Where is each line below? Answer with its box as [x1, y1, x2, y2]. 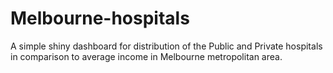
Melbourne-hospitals [10, 7, 190, 30]
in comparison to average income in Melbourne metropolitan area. [10, 50, 283, 62]
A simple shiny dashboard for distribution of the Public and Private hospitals [10, 40, 323, 52]
